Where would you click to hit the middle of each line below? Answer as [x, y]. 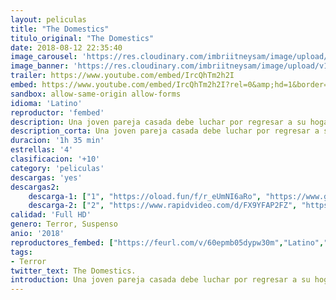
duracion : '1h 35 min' [57, 141]
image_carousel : [44, 57]
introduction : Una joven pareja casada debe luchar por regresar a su [160, 280]
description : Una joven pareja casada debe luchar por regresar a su [158, 122]
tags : [21, 252]
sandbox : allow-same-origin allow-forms [96, 94]
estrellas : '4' [42, 150]
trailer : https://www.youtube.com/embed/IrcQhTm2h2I [122, 76]
